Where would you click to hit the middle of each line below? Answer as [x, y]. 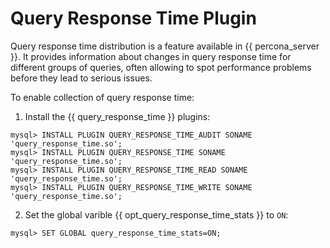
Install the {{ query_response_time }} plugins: [117, 116]
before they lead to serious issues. [81, 78]
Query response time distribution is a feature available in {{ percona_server [165, 46]
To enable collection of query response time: [102, 97]
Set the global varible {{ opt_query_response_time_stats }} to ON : [156, 214]
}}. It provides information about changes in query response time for [151, 56]
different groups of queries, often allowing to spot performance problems [161, 67]
